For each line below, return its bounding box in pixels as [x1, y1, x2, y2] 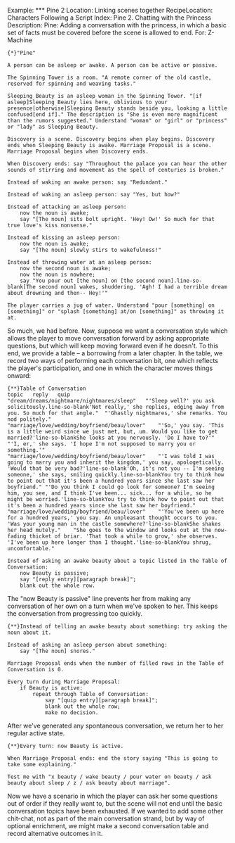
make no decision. [44, 709, 99, 716]
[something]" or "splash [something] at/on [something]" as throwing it [7, 308, 224, 315]
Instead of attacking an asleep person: [7, 203, 128, 210]
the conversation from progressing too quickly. [7, 609, 142, 618]
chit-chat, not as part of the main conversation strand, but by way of [7, 814, 205, 823]
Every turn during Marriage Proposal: [7, 678, 121, 685]
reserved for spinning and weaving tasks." [7, 80, 137, 87]
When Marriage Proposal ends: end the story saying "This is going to [7, 755, 218, 762]
